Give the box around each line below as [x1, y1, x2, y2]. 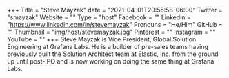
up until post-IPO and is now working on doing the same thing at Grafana [7, 57, 215, 65]
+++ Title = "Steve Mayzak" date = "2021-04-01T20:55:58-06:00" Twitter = [7, 6, 223, 14]
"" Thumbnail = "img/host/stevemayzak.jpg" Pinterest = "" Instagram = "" [7, 28, 216, 36]
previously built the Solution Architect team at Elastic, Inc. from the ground [7, 50, 219, 58]
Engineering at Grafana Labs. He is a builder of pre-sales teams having [7, 43, 209, 50]
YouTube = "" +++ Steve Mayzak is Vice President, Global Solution [7, 35, 197, 43]
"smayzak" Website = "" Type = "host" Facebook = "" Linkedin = [7, 13, 191, 21]
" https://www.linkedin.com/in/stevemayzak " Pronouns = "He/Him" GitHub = [7, 21, 223, 28]
